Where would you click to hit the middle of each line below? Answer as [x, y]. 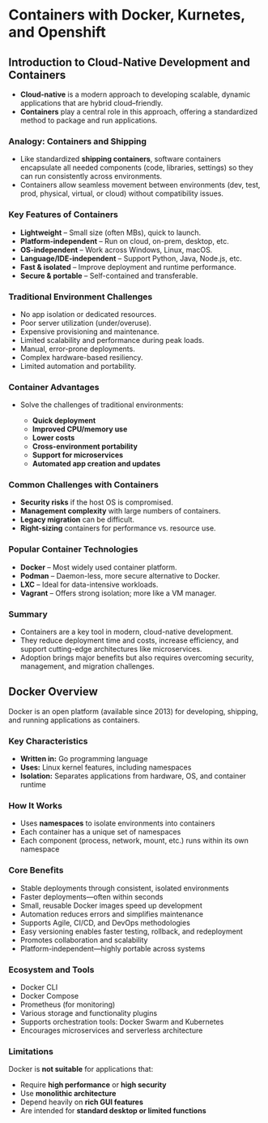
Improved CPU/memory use [80, 429]
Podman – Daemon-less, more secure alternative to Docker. [120, 575]
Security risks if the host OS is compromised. [97, 502]
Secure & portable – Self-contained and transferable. [109, 275]
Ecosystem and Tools [51, 969]
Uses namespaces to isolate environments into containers [117, 823]
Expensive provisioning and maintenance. [89, 332]
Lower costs [53, 438]
